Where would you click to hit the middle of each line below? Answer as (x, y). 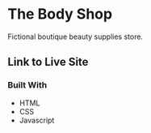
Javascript (37, 120)
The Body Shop (60, 14)
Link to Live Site (48, 62)
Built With (27, 85)
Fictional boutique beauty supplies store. (75, 36)
